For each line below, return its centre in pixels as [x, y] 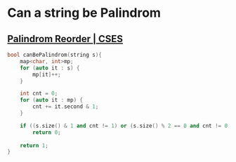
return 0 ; [47, 132]
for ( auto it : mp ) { [51, 100]
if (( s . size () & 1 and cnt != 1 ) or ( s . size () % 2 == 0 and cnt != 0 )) [127, 126]
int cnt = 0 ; [39, 94]
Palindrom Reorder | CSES [65, 39]
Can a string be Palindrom [84, 13]
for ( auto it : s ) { [50, 68]
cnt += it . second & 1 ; [66, 107]
